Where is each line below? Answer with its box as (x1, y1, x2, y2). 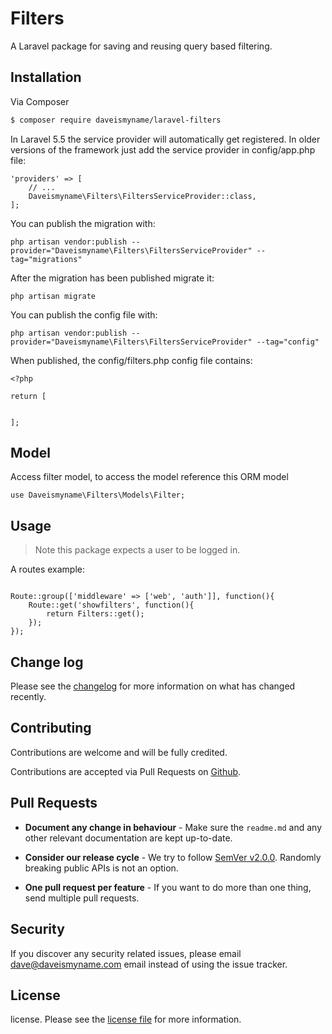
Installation (10, 69, 82, 86)
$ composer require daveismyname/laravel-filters (10, 115, 222, 125)
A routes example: (10, 563, 86, 576)
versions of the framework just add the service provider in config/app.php (10, 143, 316, 156)
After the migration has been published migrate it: (10, 272, 215, 284)
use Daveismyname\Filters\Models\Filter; (10, 490, 186, 501)
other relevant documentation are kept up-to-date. (24, 832, 233, 844)
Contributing (10, 720, 92, 737)
